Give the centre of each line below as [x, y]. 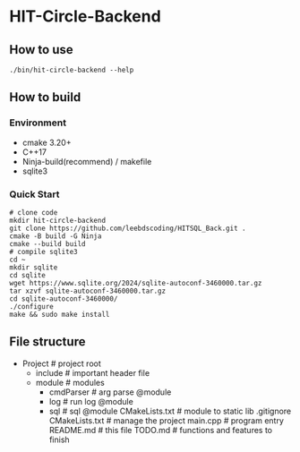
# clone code [34, 212]
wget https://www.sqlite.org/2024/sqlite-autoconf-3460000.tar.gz [136, 283]
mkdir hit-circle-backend [57, 220]
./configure [31, 306]
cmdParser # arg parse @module [110, 392]
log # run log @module [91, 401]
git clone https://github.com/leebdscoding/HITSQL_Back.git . [128, 228]
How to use [41, 50]
